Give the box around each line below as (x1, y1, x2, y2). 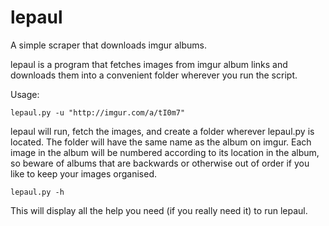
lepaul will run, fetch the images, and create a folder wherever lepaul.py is (10, 125, 315, 137)
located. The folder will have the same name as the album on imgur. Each (10, 136, 312, 148)
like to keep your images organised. (10, 167, 157, 180)
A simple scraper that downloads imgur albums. (10, 39, 208, 51)
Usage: (10, 88, 40, 100)
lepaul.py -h (10, 187, 65, 197)
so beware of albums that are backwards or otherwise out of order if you (10, 157, 310, 169)
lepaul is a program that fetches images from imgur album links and (10, 58, 288, 70)
